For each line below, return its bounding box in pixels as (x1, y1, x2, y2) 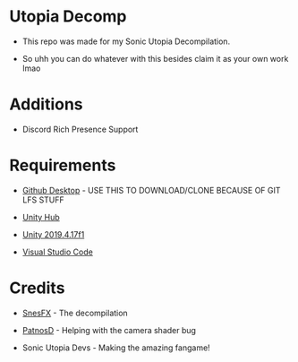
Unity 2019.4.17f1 (21, 228, 85, 239)
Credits (9, 278, 65, 297)
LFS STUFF (21, 194, 64, 205)
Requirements (9, 155, 116, 176)
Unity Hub (21, 211, 60, 222)
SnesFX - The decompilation (21, 307, 128, 318)
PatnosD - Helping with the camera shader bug (21, 324, 197, 335)
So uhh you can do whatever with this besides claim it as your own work (21, 53, 289, 64)
